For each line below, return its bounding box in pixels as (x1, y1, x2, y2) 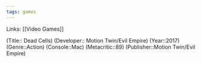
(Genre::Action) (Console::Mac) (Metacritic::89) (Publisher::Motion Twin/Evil (6, 43, 196, 50)
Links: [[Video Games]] (6, 25, 64, 32)
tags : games (6, 8, 36, 15)
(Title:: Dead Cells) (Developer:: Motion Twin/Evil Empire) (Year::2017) (6, 37, 180, 44)
